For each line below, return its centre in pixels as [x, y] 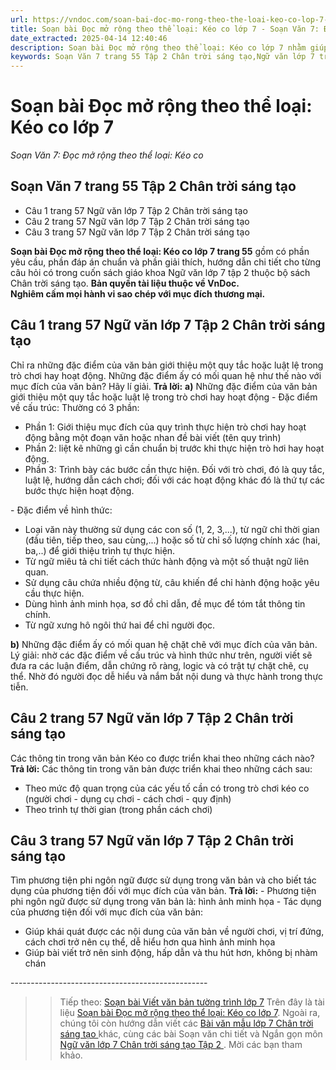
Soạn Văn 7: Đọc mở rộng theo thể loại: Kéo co [107, 155]
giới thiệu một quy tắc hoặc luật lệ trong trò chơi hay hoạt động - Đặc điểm [164, 397]
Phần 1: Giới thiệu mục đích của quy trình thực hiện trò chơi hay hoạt [165, 427]
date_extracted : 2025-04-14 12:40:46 [89, 38]
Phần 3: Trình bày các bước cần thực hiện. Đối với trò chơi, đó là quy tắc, [174, 469]
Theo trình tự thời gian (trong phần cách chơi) [118, 809]
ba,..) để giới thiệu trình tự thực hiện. [100, 550]
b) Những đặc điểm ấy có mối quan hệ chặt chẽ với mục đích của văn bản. [164, 644]
